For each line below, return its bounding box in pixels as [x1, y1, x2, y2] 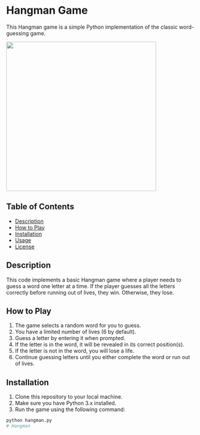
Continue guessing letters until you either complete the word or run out [14, 354, 190, 361]
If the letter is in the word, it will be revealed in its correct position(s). [14, 341, 184, 348]
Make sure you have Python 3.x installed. [14, 400, 117, 407]
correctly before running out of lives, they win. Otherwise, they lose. [6, 289, 174, 296]
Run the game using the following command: [14, 406, 126, 413]
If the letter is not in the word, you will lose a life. [14, 347, 135, 354]
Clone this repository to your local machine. [14, 393, 123, 400]
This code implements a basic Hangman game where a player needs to [6, 276, 181, 283]
